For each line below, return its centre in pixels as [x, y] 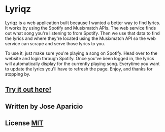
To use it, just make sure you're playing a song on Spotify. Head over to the [81, 53]
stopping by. [18, 74]
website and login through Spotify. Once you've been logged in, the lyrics [80, 58]
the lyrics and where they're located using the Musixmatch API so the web [81, 38]
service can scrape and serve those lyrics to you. [55, 43]
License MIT [24, 123]
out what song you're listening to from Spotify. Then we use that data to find [82, 33]
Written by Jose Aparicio [44, 106]
